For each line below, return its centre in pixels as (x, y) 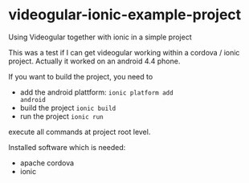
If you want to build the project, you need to (81, 76)
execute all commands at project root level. (80, 132)
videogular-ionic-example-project (125, 15)
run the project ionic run (62, 116)
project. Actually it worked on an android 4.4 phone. (94, 61)
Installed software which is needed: (67, 147)
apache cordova (47, 163)
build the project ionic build (68, 108)
